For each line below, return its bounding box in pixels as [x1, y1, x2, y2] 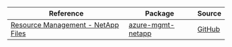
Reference [48, 9, 84, 18]
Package [144, 9, 175, 18]
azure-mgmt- [128, 20, 175, 29]
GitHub [197, 25, 220, 33]
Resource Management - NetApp [10, 20, 119, 29]
